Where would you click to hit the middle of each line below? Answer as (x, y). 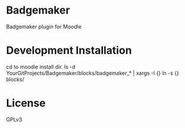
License (26, 103)
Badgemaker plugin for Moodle (44, 27)
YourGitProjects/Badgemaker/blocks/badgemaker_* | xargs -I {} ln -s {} (92, 73)
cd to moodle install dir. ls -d (41, 67)
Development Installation (69, 50)
